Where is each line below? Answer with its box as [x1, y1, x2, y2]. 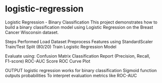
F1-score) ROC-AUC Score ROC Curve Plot [5, 58, 90, 64]
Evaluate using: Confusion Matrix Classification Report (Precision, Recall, [5, 53, 150, 59]
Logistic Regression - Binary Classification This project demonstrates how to [5, 19, 158, 25]
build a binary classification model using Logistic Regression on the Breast [5, 24, 153, 30]
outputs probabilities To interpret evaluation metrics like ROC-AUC [5, 72, 137, 78]
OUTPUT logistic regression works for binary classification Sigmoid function [5, 67, 157, 73]
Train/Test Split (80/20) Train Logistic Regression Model [5, 44, 117, 49]
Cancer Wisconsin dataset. [5, 29, 59, 35]
